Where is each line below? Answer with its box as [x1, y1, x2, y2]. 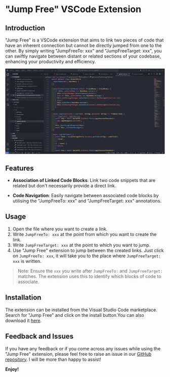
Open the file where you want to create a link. [12, 226, 108, 232]
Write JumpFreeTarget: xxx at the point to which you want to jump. [12, 242, 151, 248]
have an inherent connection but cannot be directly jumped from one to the [5, 42, 162, 49]
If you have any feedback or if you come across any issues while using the [5, 345, 161, 352]
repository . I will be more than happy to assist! [5, 356, 101, 362]
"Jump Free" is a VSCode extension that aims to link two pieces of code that [5, 37, 164, 43]
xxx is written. [12, 258, 41, 264]
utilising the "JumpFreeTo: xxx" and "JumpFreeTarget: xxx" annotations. [12, 198, 162, 204]
